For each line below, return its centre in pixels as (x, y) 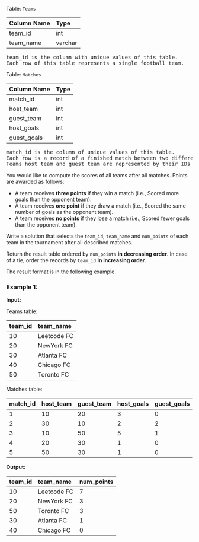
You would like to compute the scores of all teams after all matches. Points (97, 175)
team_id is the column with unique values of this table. (92, 57)
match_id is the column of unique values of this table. (91, 152)
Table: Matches (24, 74)
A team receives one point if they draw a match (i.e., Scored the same (100, 206)
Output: (16, 467)
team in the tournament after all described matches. (69, 242)
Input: (14, 300)
